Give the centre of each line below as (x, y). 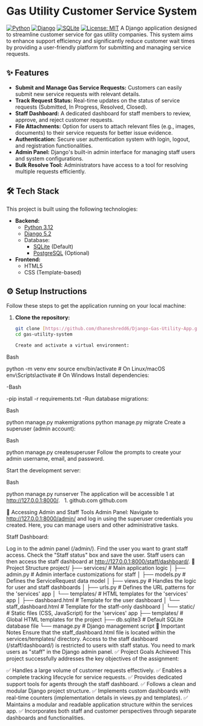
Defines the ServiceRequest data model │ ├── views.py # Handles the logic (101, 581)
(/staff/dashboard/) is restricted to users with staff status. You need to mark (101, 645)
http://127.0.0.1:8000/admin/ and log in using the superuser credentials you (100, 518)
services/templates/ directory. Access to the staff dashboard (82, 639)
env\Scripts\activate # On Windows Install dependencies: (78, 375)
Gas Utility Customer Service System (101, 11)
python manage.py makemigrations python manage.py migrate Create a (96, 422)
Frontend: (28, 259)
